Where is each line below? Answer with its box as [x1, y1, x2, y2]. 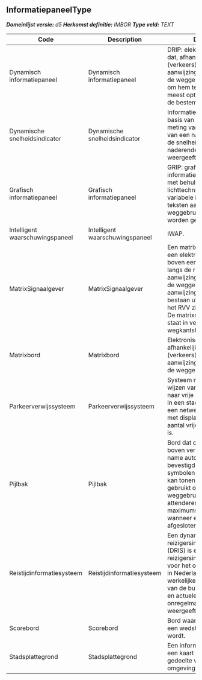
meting [167, 123, 188, 132]
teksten [167, 200, 188, 209]
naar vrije [167, 390, 194, 399]
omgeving [167, 664, 196, 672]
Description [108, 35, 142, 43]
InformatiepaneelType [6, 5, 92, 15]
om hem [167, 83, 191, 91]
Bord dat [167, 438, 192, 446]
